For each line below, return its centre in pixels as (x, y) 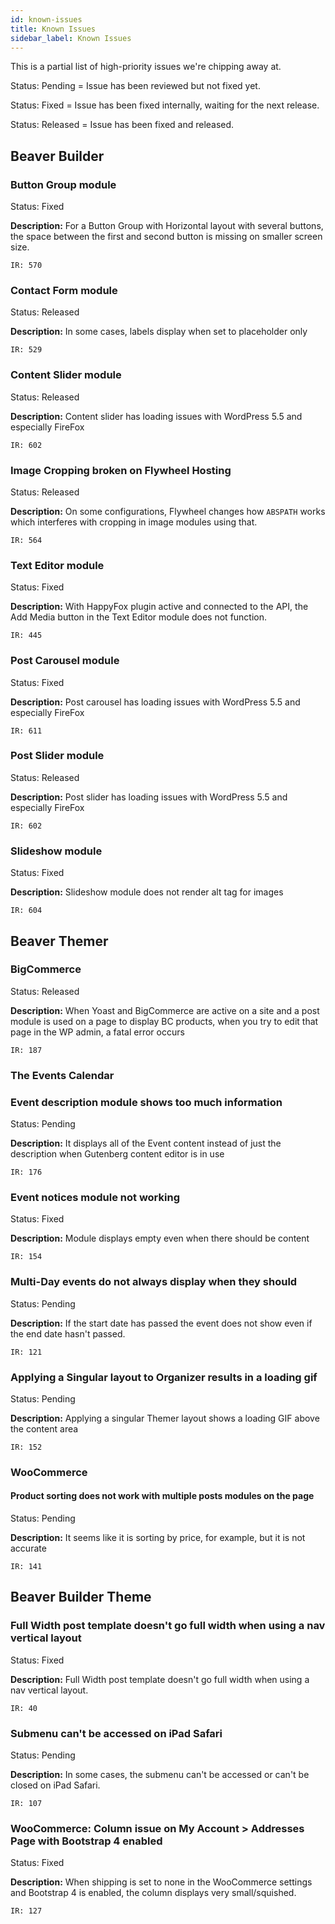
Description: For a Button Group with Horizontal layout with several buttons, (167, 226)
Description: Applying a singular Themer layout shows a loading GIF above (165, 1418)
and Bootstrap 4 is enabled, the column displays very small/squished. (153, 1893)
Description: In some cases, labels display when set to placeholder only (159, 332)
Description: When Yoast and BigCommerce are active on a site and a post (165, 1010)
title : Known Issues (53, 29)
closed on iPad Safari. (55, 1785)
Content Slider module (66, 375)
